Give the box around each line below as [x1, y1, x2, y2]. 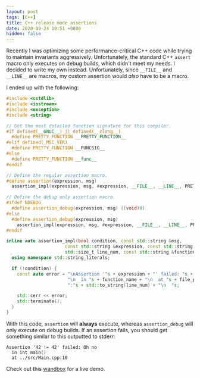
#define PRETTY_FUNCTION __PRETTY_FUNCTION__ [11, 134, 127, 140]
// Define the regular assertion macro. [6, 172, 108, 179]
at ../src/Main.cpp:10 [11, 355, 68, 361]
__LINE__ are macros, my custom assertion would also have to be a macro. [6, 73, 189, 80]
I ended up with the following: [6, 84, 79, 91]
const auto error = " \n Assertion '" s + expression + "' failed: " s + [17, 271, 193, 277]
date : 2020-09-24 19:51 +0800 [6, 25, 82, 32]
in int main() [11, 349, 46, 355]
